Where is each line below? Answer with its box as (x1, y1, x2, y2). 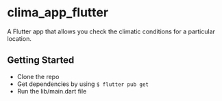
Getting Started (7, 55, 75, 66)
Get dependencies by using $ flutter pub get (16, 80, 149, 88)
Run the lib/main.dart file (16, 87, 87, 95)
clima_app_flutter (7, 5, 108, 20)
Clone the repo (16, 72, 60, 81)
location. (7, 34, 32, 42)
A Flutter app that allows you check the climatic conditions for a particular (7, 27, 216, 35)
